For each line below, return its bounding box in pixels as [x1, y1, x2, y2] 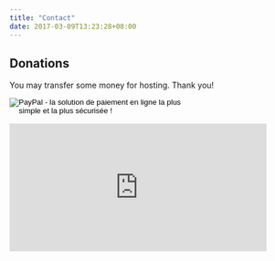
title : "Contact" [9, 13, 76, 23]
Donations [9, 56, 70, 71]
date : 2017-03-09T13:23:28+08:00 [9, 22, 137, 31]
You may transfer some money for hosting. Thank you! [9, 79, 215, 91]
